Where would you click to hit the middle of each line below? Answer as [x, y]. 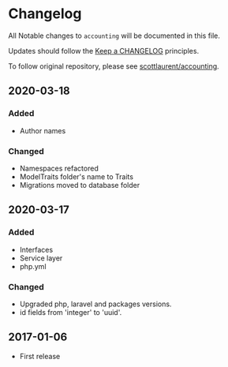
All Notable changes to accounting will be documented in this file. [114, 36]
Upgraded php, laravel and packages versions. [95, 304]
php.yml [33, 266]
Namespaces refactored [59, 168]
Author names [43, 130]
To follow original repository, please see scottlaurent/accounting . [114, 66]
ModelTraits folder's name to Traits [77, 176]
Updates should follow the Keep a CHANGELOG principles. [104, 51]
